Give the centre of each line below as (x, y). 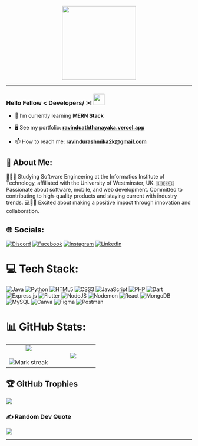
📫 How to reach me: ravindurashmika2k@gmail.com (80, 141)
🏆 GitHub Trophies (42, 384)
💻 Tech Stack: (42, 269)
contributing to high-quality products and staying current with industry (92, 196)
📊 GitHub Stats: (46, 327)
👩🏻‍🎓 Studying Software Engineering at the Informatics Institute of (85, 177)
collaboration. (23, 211)
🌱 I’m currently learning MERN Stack (59, 116)
